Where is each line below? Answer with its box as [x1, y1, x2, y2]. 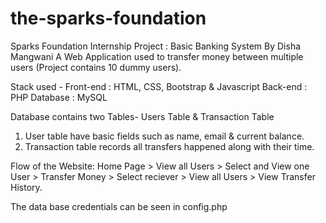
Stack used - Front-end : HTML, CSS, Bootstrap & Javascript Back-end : [10, 80, 308, 92]
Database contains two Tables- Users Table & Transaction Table [10, 110, 275, 122]
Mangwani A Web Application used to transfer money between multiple [10, 50, 304, 62]
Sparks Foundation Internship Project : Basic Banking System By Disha [10, 40, 302, 52]
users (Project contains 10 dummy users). [10, 61, 182, 73]
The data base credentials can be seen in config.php [10, 200, 228, 212]
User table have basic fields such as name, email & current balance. [24, 130, 305, 142]
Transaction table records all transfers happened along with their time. [24, 140, 315, 152]
